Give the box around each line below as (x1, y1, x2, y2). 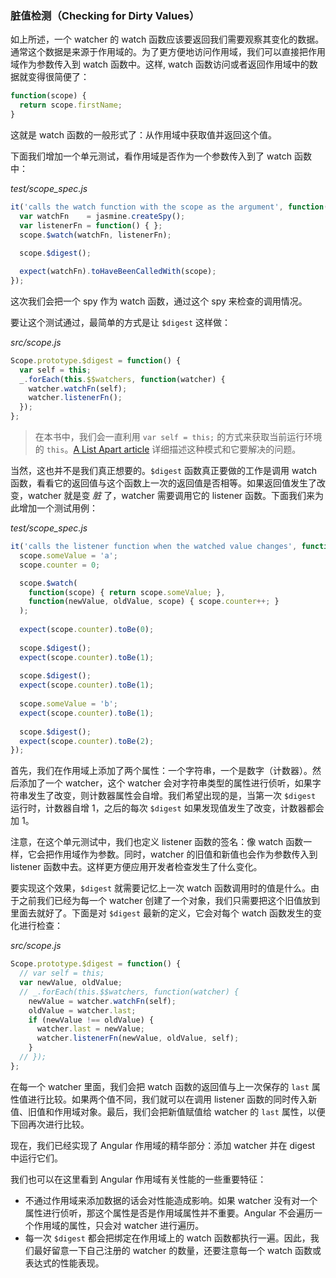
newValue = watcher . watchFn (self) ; (28, 996, 177, 1006)
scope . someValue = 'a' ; (19, 550, 118, 561)
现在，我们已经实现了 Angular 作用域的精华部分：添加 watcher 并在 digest (10, 1139, 316, 1151)
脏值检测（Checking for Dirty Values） (10, 8, 200, 22)
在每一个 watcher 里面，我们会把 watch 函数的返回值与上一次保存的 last (10, 1080, 310, 1092)
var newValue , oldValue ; (19, 978, 123, 988)
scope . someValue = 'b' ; (19, 699, 118, 709)
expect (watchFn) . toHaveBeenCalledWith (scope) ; (19, 267, 217, 277)
